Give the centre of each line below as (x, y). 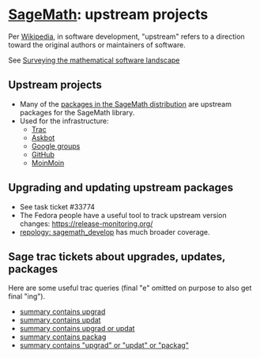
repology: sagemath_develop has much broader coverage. (115, 232)
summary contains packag (63, 337)
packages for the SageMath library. (77, 112)
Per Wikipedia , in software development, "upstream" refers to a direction (126, 36)
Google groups (56, 146)
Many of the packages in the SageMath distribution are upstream (125, 104)
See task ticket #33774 (57, 206)
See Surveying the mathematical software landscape (94, 60)
